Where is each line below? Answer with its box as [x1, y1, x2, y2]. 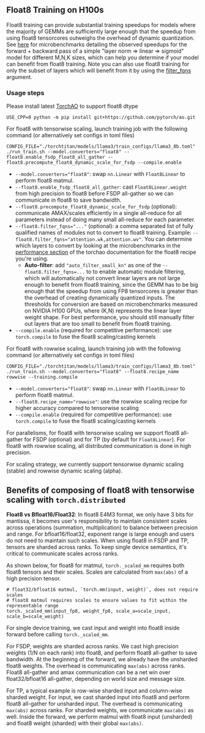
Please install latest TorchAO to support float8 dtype [6, 102, 138, 110]
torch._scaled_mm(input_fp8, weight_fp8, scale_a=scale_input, [6, 608, 171, 614]
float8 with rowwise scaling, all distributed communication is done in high [6, 442, 192, 450]
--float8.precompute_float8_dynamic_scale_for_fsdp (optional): [15, 203, 177, 210]
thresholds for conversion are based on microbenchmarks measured [24, 300, 198, 308]
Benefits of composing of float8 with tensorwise [6, 485, 195, 495]
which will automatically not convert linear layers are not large [24, 275, 181, 282]
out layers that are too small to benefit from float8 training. [24, 320, 172, 327]
